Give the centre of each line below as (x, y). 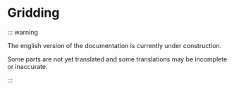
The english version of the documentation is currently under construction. (115, 45)
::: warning (23, 32)
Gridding (33, 13)
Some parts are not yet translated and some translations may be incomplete (117, 59)
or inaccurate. (27, 66)
